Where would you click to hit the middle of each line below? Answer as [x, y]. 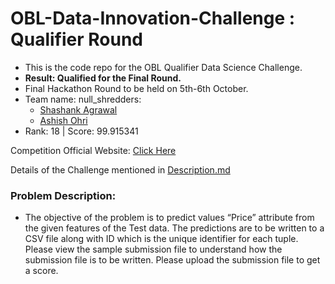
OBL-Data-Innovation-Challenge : [153, 18]
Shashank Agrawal [78, 109]
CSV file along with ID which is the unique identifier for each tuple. [161, 239]
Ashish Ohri [63, 120]
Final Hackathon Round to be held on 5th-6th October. [136, 88]
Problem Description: [63, 195]
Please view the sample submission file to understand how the [153, 249]
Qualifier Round [77, 39]
